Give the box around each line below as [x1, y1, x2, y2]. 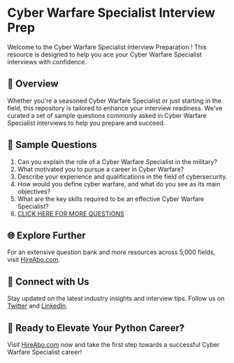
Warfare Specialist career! [7, 348, 82, 356]
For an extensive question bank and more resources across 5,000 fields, [7, 248, 216, 256]
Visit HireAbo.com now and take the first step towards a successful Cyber [7, 341, 220, 348]
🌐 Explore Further [7, 229, 86, 242]
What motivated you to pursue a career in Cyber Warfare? [17, 165, 184, 173]
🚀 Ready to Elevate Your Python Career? [7, 322, 185, 334]
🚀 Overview [7, 78, 59, 90]
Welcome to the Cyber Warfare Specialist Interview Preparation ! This [7, 43, 207, 51]
